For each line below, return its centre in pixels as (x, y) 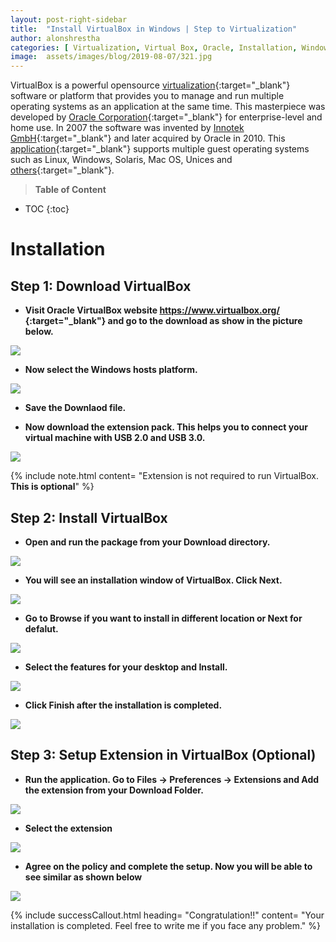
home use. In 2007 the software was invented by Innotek (127, 128)
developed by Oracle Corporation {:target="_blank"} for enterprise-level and (166, 117)
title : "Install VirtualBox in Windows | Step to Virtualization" (154, 29)
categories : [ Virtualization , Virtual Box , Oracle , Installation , (154, 47)
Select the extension (68, 828)
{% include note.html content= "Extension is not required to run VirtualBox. (164, 476)
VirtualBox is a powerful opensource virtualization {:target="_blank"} (150, 85)
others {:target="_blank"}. (62, 170)
